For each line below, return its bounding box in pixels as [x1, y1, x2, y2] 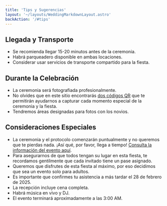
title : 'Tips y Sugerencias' [5, 7, 66, 13]
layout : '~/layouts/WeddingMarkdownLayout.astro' [5, 12, 112, 17]
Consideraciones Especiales [5, 123, 97, 132]
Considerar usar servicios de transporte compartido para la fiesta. [12, 59, 150, 65]
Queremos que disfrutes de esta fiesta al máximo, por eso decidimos [12, 163, 156, 169]
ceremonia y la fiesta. [12, 104, 57, 109]
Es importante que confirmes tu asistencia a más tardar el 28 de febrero [12, 174, 162, 180]
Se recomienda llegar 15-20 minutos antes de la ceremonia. [12, 49, 136, 55]
